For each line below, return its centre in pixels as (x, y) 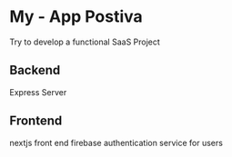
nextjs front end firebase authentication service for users (116, 142)
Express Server (38, 92)
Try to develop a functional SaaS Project (85, 42)
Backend (35, 70)
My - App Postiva (76, 17)
